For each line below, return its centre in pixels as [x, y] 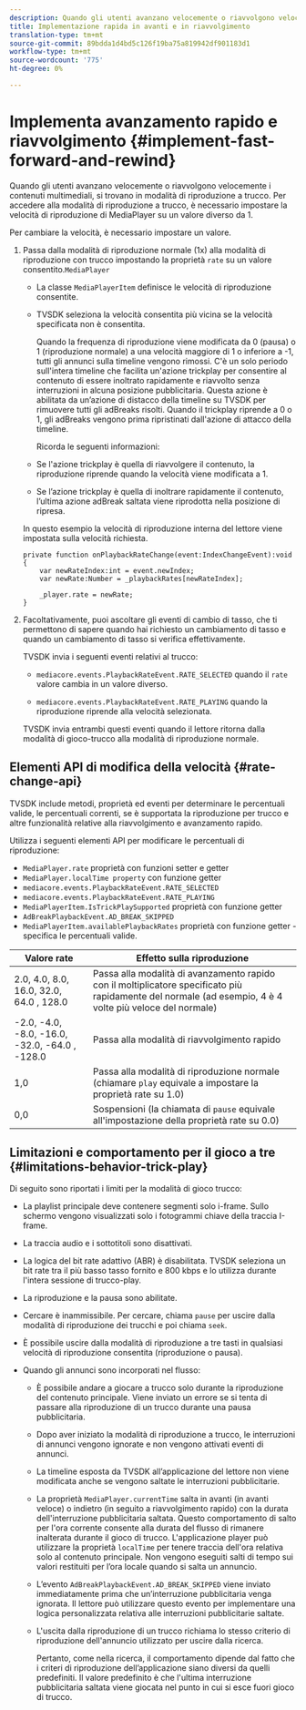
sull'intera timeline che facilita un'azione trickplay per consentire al [161, 371]
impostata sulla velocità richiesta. [85, 538]
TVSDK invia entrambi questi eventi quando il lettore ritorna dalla [144, 729]
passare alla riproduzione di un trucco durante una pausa [144, 1408]
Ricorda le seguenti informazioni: [98, 446]
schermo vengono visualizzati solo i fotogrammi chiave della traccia [150, 1216]
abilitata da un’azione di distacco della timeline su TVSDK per [151, 399]
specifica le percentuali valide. [80, 936]
